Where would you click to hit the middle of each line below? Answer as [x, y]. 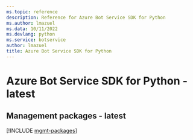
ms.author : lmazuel [31, 23]
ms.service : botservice [36, 40]
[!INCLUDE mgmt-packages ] [42, 130]
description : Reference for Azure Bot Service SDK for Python [86, 17]
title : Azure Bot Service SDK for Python [59, 51]
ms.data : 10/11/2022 [32, 29]
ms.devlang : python [31, 34]
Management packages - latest [66, 116]
